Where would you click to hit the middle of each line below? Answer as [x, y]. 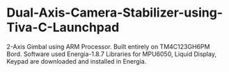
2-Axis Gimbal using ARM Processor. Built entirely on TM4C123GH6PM [108, 46]
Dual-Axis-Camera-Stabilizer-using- [115, 13]
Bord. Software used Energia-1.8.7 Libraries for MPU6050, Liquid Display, [112, 54]
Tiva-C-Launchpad [63, 27]
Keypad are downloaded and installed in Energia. [77, 61]
